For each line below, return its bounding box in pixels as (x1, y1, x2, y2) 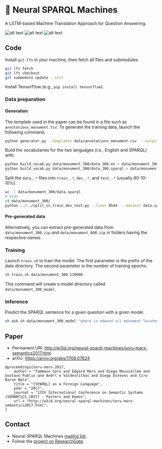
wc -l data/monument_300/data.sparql (5, 190, 81, 194)
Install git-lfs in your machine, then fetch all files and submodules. (5, 57, 139, 63)
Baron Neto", (5, 377, 31, 382)
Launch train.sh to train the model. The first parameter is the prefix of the (5, 258, 153, 264)
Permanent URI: (12, 345, 43, 351)
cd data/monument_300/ (5, 198, 51, 203)
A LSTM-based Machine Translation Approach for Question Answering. (5, 20, 147, 26)
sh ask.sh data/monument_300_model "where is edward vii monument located (5, 319, 159, 324)
